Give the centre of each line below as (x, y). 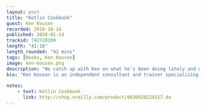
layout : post (23, 12)
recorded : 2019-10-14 (34, 29)
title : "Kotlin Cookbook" (39, 18)
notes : (15, 86)
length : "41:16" (27, 46)
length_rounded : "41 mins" (41, 52)
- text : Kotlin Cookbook (49, 92)
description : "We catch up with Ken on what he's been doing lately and (101, 69)
